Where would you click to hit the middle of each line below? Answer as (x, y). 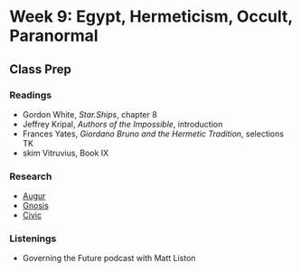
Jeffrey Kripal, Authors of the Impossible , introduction (122, 124)
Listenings (33, 239)
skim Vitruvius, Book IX (66, 153)
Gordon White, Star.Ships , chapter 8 (90, 114)
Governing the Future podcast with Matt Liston (109, 258)
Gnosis (36, 206)
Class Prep (41, 69)
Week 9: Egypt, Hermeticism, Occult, (151, 17)
